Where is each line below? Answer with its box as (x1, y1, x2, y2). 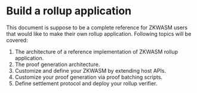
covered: (6, 36, 28, 44)
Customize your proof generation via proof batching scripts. (14, 73, 163, 80)
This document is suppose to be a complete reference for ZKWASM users (6, 24, 188, 31)
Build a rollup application (6, 4, 132, 18)
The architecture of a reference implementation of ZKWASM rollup (14, 48, 178, 55)
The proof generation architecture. (14, 61, 100, 68)
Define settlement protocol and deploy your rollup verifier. (14, 79, 158, 87)
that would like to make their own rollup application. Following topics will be (6, 30, 192, 37)
